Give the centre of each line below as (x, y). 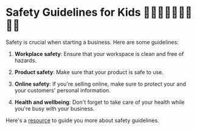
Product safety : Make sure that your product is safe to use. (89, 72)
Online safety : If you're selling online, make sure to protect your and (100, 84)
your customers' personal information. (62, 90)
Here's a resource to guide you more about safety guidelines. (82, 120)
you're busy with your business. (54, 108)
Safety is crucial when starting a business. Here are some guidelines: (92, 42)
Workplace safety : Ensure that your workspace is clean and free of (99, 53)
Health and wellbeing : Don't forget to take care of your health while (99, 102)
